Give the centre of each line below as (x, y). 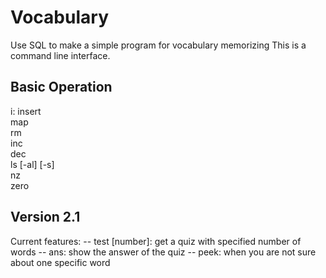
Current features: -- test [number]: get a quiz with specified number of (156, 241)
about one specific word (60, 262)
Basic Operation (61, 87)
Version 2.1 (45, 217)
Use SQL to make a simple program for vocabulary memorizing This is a (158, 45)
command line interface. (60, 55)
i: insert (26, 111)
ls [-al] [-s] (32, 164)
